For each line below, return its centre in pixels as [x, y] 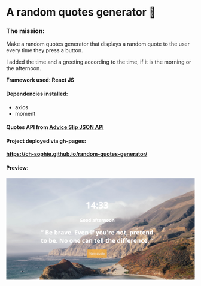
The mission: [25, 31]
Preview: [17, 168]
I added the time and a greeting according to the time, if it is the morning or [99, 62]
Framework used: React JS [40, 80]
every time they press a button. [45, 50]
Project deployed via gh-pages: [46, 141]
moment [25, 113]
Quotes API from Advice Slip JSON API [55, 127]
